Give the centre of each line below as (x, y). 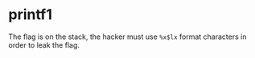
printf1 (30, 15)
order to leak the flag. (44, 44)
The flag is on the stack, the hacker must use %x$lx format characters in (127, 37)
